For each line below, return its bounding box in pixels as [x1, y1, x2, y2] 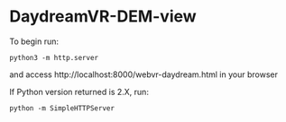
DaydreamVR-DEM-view [9, 6, 197, 27]
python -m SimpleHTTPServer [9, 103, 115, 113]
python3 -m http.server [9, 53, 99, 62]
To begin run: [9, 36, 60, 47]
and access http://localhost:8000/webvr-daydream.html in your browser [9, 69, 278, 80]
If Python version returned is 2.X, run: [9, 86, 149, 97]
